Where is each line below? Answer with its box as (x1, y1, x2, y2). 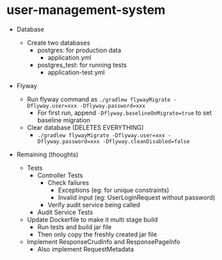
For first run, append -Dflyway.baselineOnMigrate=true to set (37, 108, 212, 117)
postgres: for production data (37, 46, 122, 54)
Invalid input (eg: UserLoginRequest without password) (58, 193, 216, 202)
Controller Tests (37, 171, 83, 179)
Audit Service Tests (37, 208, 94, 216)
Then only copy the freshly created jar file (37, 230, 157, 238)
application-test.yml (47, 68, 105, 76)
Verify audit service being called (47, 200, 140, 209)
